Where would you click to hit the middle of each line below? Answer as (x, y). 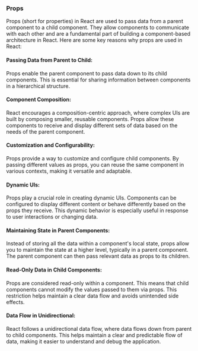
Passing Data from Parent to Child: (49, 60)
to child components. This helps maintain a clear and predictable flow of (94, 335)
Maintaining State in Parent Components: (58, 230)
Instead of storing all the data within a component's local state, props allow (98, 244)
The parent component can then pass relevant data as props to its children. (98, 256)
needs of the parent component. (46, 131)
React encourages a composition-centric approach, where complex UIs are (98, 113)
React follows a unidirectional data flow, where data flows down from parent (99, 328)
